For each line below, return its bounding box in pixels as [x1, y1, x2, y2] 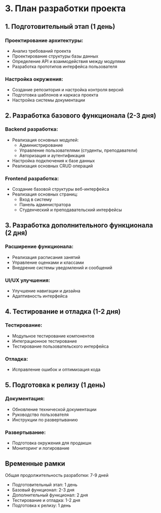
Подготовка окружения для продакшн [12, 440, 92, 446]
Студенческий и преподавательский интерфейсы [19, 207, 122, 213]
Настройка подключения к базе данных [12, 158, 95, 163]
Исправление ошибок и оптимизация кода [12, 367, 101, 373]
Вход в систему [19, 197, 52, 202]
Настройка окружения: [5, 76, 64, 82]
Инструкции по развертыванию [12, 416, 78, 422]
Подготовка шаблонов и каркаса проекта [12, 92, 98, 98]
